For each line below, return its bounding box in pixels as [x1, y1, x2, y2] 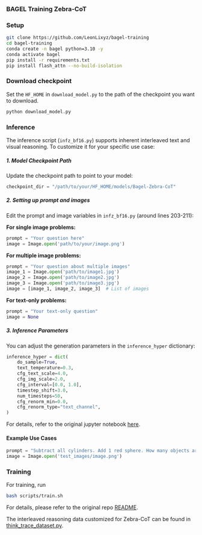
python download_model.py [6, 108, 71, 114]
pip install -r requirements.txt [6, 57, 90, 63]
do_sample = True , [17, 359, 58, 366]
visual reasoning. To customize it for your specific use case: [6, 143, 155, 150]
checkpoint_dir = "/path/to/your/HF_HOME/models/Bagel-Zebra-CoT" [6, 183, 176, 190]
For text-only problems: [6, 296, 67, 304]
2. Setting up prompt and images [6, 196, 90, 204]
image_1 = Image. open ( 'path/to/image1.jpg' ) [6, 269, 120, 275]
